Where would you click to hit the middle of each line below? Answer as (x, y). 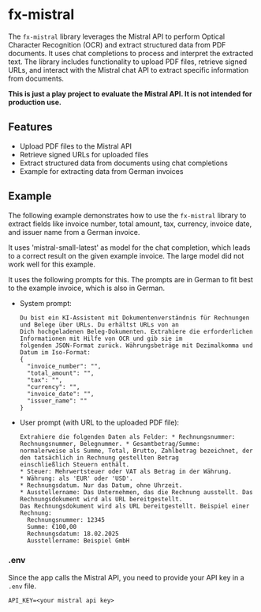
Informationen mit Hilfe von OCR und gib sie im (101, 338)
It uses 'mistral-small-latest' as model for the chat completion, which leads (129, 247)
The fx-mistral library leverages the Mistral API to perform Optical (117, 36)
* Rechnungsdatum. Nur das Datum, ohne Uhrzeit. (101, 485)
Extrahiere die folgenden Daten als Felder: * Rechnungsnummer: (127, 436)
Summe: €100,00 (52, 527)
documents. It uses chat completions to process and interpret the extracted (131, 53)
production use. (35, 102)
